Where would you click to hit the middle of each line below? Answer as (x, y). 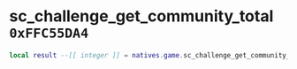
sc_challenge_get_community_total (141, 16)
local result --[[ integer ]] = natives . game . (96, 55)
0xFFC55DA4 (49, 33)
